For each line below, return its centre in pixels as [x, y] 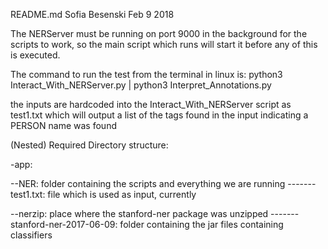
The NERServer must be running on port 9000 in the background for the [159, 33]
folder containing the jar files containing [201, 224]
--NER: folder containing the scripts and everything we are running [148, 183]
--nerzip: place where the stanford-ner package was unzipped [139, 213]
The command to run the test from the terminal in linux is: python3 [146, 74]
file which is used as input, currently [122, 194]
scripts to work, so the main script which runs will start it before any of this [164, 44]
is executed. [35, 55]
